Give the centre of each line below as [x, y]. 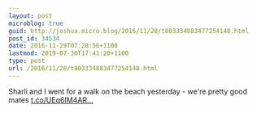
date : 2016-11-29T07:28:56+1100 [63, 46]
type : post [27, 61]
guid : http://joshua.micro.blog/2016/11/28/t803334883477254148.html [129, 31]
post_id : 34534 [34, 38]
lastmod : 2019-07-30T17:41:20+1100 [69, 53]
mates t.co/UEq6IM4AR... [51, 100]
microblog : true [36, 23]
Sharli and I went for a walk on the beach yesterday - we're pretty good [128, 91]
